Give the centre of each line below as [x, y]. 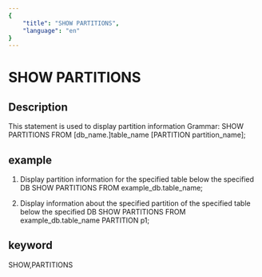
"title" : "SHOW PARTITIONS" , [71, 23]
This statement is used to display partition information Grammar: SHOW [126, 126]
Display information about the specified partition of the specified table [135, 203]
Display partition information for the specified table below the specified [137, 179]
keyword [31, 245]
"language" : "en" [52, 30]
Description [38, 107]
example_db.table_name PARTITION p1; [85, 220]
